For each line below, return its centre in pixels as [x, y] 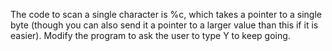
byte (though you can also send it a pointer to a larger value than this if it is [164, 25]
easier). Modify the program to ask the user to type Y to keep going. [150, 35]
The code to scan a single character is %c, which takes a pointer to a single [166, 14]
